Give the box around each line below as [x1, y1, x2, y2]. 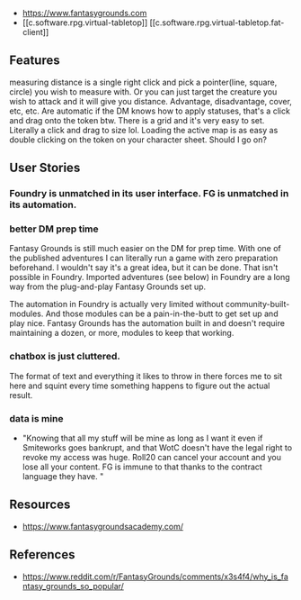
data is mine [9, 412, 65, 424]
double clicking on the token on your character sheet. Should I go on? [9, 134, 268, 145]
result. [9, 389, 33, 400]
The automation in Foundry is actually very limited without [9, 299, 224, 310]
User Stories [9, 160, 81, 176]
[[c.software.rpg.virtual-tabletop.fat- [149, 17, 285, 28]
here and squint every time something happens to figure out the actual [9, 380, 270, 391]
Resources [9, 497, 71, 513]
